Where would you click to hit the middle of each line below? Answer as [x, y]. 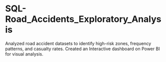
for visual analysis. [24, 54]
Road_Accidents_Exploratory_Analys [83, 19]
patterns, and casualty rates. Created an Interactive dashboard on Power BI [83, 49]
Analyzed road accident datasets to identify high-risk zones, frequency [78, 43]
